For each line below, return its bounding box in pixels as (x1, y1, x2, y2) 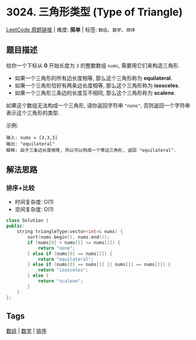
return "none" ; (37, 245, 76, 251)
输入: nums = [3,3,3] (6, 134, 58, 141)
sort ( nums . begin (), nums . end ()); (27, 234, 110, 240)
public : (6, 223, 25, 229)
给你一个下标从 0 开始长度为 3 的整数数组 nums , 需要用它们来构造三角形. (6, 61, 180, 69)
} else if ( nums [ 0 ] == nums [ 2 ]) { (27, 251, 113, 257)
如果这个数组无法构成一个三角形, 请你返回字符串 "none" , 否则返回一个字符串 (6, 102, 191, 109)
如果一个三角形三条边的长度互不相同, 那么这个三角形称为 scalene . (14, 89, 176, 96)
